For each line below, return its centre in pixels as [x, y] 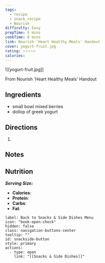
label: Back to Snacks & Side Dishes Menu [49, 218]
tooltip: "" [17, 235]
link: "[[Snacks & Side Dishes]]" [49, 257]
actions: [14, 248]
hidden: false [20, 226]
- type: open [23, 252]
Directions [21, 127]
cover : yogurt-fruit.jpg [31, 46]
